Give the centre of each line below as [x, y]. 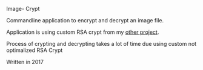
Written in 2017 [25, 62]
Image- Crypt [23, 9]
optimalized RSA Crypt [35, 50]
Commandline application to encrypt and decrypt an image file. [85, 20]
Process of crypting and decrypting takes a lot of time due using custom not [101, 44]
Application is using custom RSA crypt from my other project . [83, 32]
